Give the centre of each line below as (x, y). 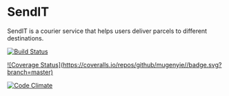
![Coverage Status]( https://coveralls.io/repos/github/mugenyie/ (97, 64)
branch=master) (30, 72)
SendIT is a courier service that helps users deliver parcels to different (107, 31)
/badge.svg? (204, 64)
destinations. (26, 38)
